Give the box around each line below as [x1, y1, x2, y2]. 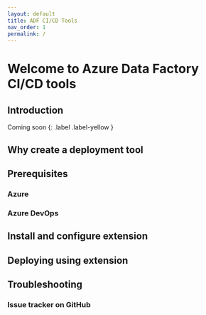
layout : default [7, 10, 55, 18]
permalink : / [7, 30, 46, 38]
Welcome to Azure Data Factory [7, 61, 199, 77]
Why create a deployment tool [7, 144, 143, 156]
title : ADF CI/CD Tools [7, 17, 78, 24]
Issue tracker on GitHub [7, 299, 91, 309]
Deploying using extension [7, 254, 129, 267]
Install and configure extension [7, 230, 148, 242]
